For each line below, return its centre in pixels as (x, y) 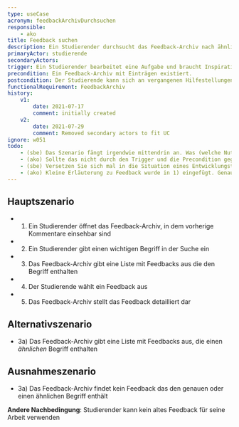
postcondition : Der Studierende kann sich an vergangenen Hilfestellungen (121, 80)
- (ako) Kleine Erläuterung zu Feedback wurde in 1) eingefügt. (117, 173)
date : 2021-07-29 (58, 126)
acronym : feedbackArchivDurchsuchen (62, 21)
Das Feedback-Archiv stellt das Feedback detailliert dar (109, 302)
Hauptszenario (41, 202)
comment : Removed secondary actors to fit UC (102, 133)
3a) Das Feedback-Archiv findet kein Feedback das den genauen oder (121, 389)
